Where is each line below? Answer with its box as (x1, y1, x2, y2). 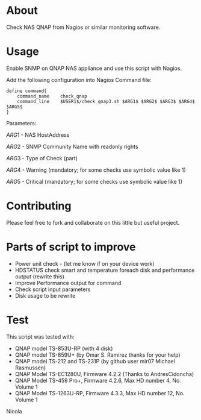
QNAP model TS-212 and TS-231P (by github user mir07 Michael (14, 357, 176, 365)
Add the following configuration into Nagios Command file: (6, 76, 152, 83)
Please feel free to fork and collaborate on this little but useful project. (6, 219, 180, 226)
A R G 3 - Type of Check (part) (6, 154, 78, 161)
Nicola (6, 407, 22, 415)
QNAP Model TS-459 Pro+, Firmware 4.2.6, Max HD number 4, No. (14, 377, 182, 384)
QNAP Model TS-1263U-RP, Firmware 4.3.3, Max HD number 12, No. (14, 389, 185, 396)
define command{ (6, 88, 47, 94)
